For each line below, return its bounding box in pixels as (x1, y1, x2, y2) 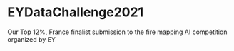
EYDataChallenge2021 (7, 4, 144, 21)
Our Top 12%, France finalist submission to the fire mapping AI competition (7, 28, 228, 36)
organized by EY (7, 35, 56, 43)
